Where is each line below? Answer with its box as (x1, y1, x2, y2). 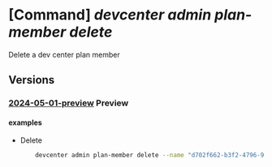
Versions (8, 73, 55, 87)
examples (8, 118, 42, 127)
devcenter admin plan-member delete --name (35, 152, 184, 160)
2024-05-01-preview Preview (8, 97, 129, 109)
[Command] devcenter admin (8, 6, 212, 24)
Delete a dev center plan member (8, 49, 120, 59)
